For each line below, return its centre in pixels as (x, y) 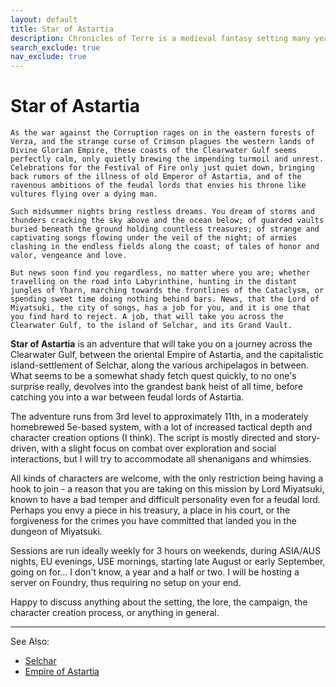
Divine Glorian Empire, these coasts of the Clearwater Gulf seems (154, 151)
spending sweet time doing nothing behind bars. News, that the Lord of (165, 299)
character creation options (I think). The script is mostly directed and (152, 438)
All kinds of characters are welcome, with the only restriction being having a (166, 478)
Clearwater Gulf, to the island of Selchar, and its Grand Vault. (151, 326)
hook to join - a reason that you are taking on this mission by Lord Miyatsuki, (167, 489)
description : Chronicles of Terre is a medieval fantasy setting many (160, 38)
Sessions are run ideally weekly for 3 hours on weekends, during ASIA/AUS (165, 551)
